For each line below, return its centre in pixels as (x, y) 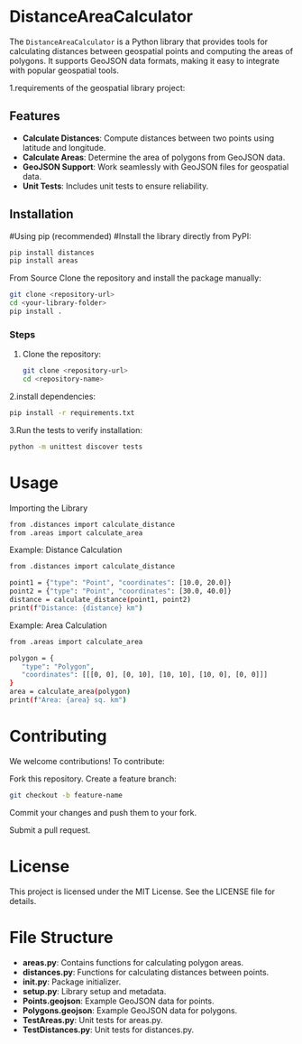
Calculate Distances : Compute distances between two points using (148, 138)
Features (35, 116)
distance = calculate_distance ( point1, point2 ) (101, 600)
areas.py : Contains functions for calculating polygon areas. (133, 962)
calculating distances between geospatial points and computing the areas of (151, 51)
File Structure (61, 937)
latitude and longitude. (64, 147)
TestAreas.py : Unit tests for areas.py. (93, 1020)
